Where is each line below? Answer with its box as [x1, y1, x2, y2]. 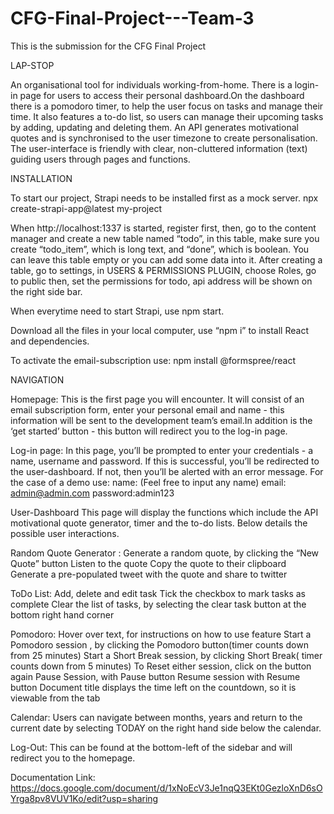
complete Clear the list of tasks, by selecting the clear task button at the [10, 598, 307, 610]
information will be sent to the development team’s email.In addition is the [10, 414, 313, 426]
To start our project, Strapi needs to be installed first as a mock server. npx [10, 192, 319, 204]
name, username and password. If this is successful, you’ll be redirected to [10, 455, 320, 467]
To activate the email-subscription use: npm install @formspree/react [10, 354, 297, 366]
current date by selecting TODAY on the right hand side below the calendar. [10, 722, 322, 734]
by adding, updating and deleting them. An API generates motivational [10, 121, 299, 133]
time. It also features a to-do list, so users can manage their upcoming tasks [10, 110, 324, 122]
